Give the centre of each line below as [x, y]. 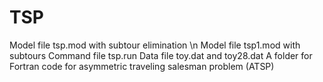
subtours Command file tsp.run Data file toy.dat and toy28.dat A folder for [161, 55]
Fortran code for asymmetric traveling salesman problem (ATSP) [142, 66]
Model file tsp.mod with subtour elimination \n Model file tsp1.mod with [155, 45]
